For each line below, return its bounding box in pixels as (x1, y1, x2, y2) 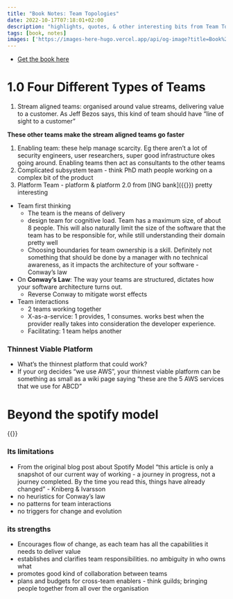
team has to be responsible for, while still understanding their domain (27, 231, 225, 239)
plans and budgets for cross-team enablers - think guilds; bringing (17, 577, 208, 585)
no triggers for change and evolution (17, 507, 123, 515)
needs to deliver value (17, 547, 81, 555)
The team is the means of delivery (27, 209, 126, 217)
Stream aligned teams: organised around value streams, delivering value (17, 102, 224, 111)
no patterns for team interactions (17, 499, 112, 507)
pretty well (27, 239, 58, 247)
